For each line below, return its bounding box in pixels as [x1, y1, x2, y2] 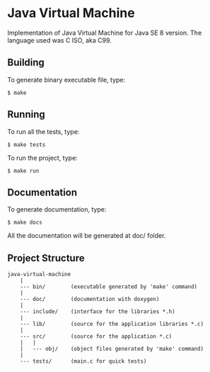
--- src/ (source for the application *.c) [20, 333, 173, 340]
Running [7, 109, 46, 121]
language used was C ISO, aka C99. [7, 35, 112, 44]
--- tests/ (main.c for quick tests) [20, 358, 147, 365]
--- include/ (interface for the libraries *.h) [20, 308, 175, 315]
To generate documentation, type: [7, 205, 107, 214]
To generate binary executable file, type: [7, 75, 126, 84]
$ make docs [7, 219, 42, 226]
